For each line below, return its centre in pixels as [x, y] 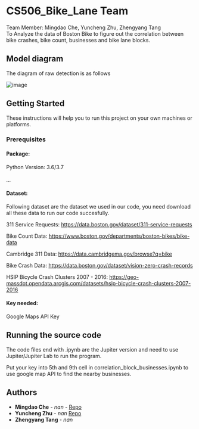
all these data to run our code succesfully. [58, 213]
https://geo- [124, 277]
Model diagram [35, 59]
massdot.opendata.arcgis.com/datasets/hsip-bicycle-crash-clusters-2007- [99, 283]
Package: [18, 154]
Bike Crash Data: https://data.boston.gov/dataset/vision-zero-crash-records [99, 265]
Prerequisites [26, 139]
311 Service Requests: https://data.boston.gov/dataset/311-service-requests [99, 224]
